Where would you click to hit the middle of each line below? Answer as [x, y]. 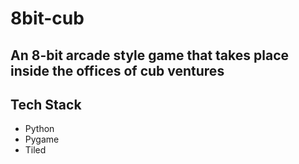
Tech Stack [46, 104]
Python [39, 129]
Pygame [42, 139]
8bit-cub [47, 18]
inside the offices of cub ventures [117, 70]
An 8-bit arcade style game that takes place [149, 55]
